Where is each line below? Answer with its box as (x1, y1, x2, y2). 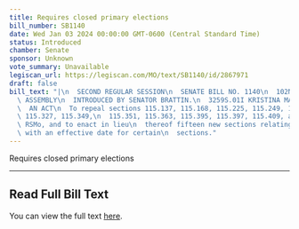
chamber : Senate (9, 46, 69, 55)
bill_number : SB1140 (9, 21, 86, 30)
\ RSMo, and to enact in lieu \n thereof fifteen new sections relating (17, 121, 293, 130)
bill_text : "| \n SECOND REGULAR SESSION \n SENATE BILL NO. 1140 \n (9, 87, 269, 96)
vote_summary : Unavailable (9, 63, 109, 72)
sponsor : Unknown (9, 54, 74, 63)
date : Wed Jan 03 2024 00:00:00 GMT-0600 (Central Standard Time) (9, 29, 261, 38)
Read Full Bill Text (9, 187, 109, 202)
